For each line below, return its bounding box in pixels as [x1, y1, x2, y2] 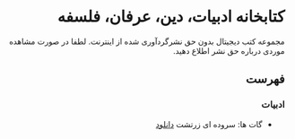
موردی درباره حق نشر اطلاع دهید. [172, 45, 285, 56]
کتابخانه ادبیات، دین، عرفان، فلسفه [56, 6, 285, 27]
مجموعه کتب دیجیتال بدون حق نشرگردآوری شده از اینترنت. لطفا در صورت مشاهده [9, 36, 285, 47]
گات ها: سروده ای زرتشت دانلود [155, 118, 263, 129]
